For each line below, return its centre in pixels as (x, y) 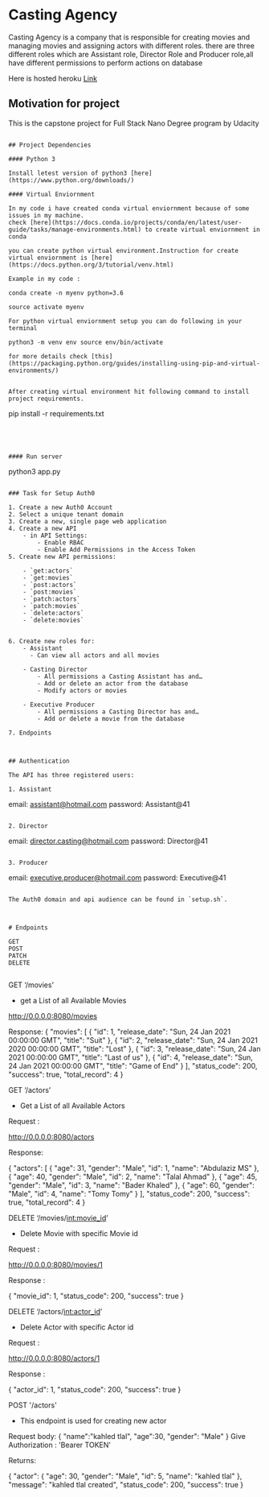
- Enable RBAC (61, 542)
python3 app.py (35, 471)
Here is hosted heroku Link (53, 78)
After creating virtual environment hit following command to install (129, 391)
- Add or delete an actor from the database (113, 683)
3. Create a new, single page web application (88, 521)
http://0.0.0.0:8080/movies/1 (55, 1264)
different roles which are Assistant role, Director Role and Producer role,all (131, 54)
